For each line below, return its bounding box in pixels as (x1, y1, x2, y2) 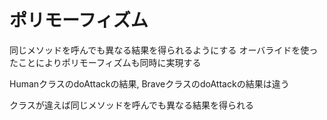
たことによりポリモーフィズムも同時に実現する (9, 56, 202, 68)
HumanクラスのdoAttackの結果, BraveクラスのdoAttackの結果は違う (9, 77, 290, 90)
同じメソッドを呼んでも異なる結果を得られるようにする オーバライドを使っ (9, 44, 319, 56)
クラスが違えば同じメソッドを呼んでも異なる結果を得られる (9, 99, 255, 111)
